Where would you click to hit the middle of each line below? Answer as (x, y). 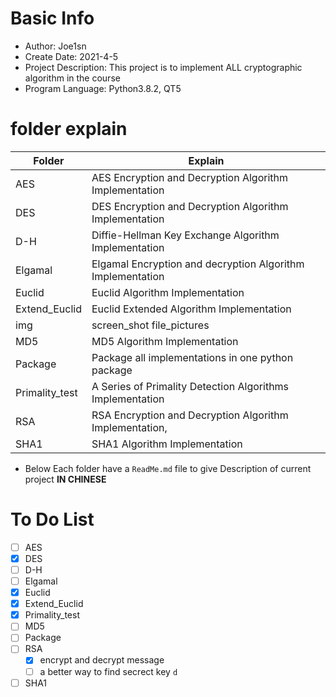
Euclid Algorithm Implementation (168, 292)
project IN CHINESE (65, 479)
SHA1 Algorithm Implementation (167, 444)
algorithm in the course (72, 78)
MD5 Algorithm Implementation (165, 341)
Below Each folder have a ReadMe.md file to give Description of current (168, 468)
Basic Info (52, 18)
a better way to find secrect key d (108, 671)
